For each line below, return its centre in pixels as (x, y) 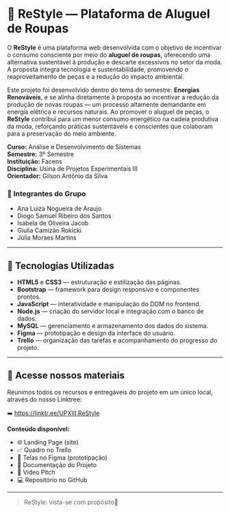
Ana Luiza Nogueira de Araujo (59, 209)
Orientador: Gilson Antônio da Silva (57, 176)
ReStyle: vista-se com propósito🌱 (71, 502)
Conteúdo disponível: (38, 429)
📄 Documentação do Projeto (57, 464)
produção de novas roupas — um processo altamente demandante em (107, 104)
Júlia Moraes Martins (47, 238)
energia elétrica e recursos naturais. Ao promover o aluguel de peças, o (108, 112)
